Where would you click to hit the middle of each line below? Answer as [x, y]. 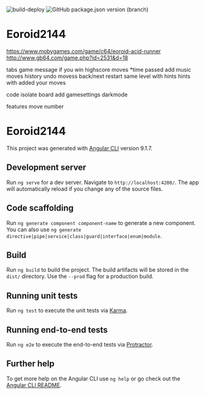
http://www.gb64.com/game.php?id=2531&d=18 [67, 58]
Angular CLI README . [34, 385]
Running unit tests [42, 295]
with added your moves [36, 82]
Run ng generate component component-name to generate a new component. [101, 223]
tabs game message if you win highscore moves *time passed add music [99, 69]
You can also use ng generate [44, 229]
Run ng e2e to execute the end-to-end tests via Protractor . [80, 344]
